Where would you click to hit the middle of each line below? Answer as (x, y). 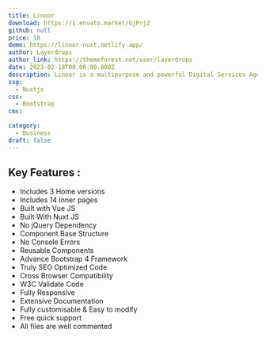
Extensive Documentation (62, 301)
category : (25, 126)
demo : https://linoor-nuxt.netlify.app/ (76, 45)
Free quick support (51, 318)
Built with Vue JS (47, 209)
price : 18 (25, 38)
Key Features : (44, 172)
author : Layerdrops (40, 52)
